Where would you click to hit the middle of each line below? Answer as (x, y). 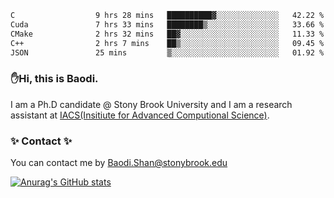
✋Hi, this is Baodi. (54, 79)
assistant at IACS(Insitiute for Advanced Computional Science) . (140, 115)
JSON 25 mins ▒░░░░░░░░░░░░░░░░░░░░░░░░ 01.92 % (167, 52)
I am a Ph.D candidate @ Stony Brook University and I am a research (151, 104)
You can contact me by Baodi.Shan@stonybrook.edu (119, 162)
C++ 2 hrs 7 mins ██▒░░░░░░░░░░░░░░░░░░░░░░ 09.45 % (167, 43)
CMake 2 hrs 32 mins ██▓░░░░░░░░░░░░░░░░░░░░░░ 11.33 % (167, 34)
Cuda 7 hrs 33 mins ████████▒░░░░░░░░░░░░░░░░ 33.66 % (167, 24)
